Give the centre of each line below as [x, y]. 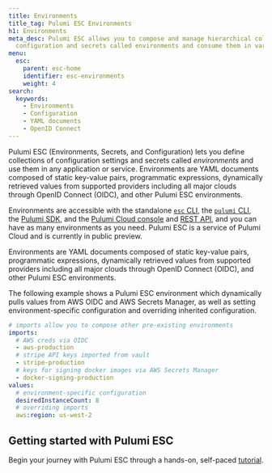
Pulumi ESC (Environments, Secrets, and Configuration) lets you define [127, 151]
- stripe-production [50, 363]
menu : [17, 53]
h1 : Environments [38, 31]
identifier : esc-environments [74, 76]
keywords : [32, 99]
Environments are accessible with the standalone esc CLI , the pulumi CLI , [130, 210]
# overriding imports [52, 408]
